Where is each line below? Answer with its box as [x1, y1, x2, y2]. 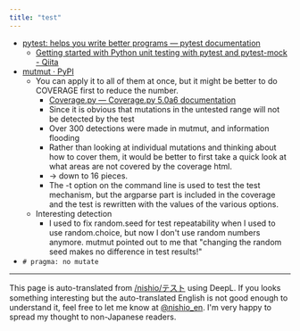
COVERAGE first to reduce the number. [35, 85, 179, 95]
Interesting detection [35, 208, 112, 219]
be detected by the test [48, 113, 136, 124]
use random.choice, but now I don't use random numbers [48, 227, 261, 237]
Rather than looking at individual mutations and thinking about [48, 142, 277, 153]
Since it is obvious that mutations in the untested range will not [48, 103, 280, 114]
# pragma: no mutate [21, 257, 99, 266]
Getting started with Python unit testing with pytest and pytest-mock [35, 46, 288, 58]
